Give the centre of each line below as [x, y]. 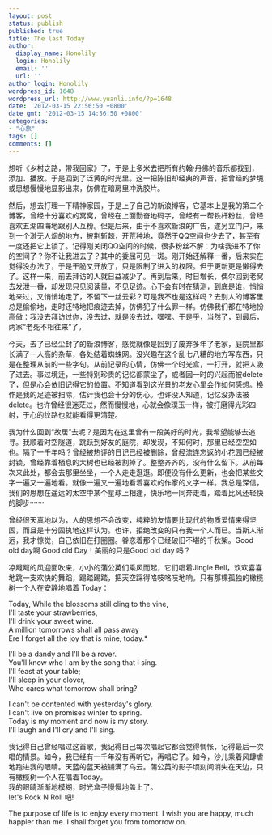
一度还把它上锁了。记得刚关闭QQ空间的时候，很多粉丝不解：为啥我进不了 [131, 246]
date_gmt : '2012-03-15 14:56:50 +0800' [76, 114]
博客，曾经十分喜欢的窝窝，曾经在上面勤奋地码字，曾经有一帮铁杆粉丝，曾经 [136, 215]
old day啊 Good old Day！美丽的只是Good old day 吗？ [100, 550]
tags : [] [23, 136]
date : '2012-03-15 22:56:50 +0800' [68, 106]
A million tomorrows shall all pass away [74, 629]
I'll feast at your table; [45, 671]
